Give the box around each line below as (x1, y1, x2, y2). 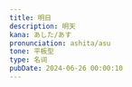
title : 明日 (9, 13, 52, 23)
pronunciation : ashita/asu (9, 38, 111, 48)
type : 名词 (9, 55, 48, 64)
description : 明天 (9, 22, 76, 31)
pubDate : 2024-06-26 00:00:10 (9, 64, 124, 73)
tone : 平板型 (9, 47, 54, 56)
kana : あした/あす (9, 30, 72, 39)
